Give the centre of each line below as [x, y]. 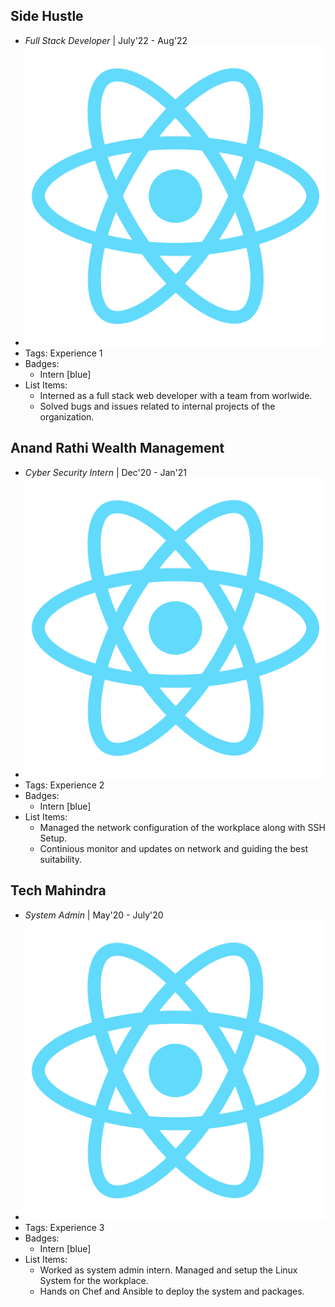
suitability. [61, 860]
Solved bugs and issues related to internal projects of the [157, 406]
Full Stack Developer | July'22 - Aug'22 [106, 40]
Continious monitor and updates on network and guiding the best [174, 849]
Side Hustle [47, 16]
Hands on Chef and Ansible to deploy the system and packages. [172, 1291]
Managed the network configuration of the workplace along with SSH [182, 828]
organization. [67, 417]
